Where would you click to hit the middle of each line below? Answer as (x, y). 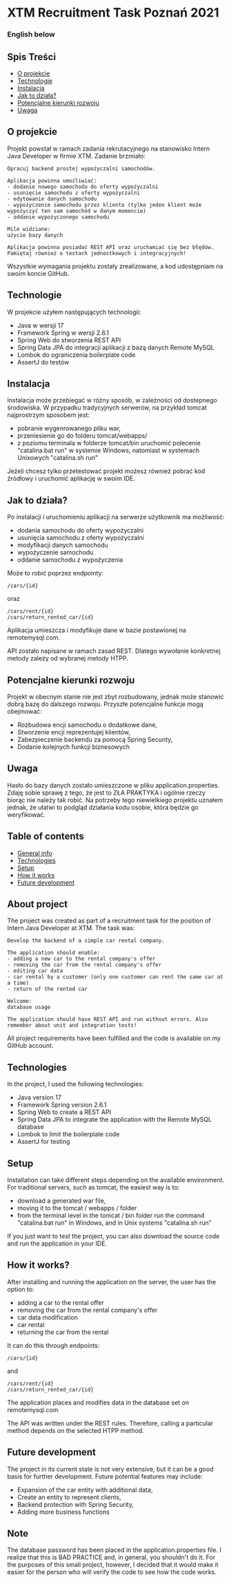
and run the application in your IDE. (57, 1243)
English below (31, 35)
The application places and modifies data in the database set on (98, 1403)
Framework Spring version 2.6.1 (62, 1105)
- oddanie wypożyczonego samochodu (58, 217)
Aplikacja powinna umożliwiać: (52, 180)
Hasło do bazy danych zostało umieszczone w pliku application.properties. (113, 785)
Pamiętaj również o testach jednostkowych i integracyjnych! (97, 253)
